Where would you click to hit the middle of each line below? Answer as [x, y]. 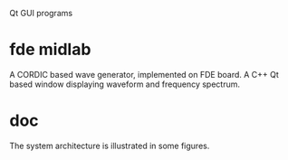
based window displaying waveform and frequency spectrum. [125, 84]
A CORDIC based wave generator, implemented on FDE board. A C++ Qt [144, 74]
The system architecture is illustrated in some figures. [110, 146]
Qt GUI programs [41, 13]
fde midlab [50, 50]
